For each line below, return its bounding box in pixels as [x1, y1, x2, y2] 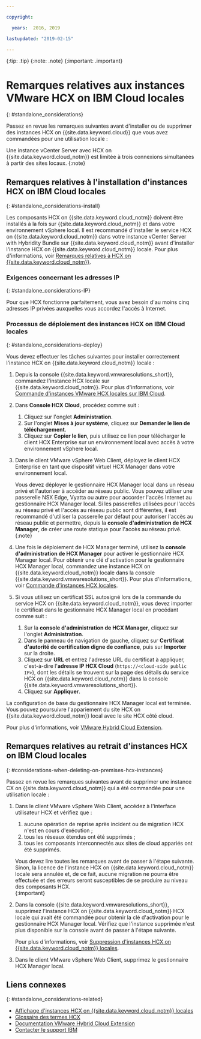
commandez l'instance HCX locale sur [14, 377, 110, 384]
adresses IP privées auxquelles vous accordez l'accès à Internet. [6, 305, 167, 312]
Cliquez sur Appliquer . [23, 688, 81, 695]
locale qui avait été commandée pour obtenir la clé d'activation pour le [14, 914, 190, 921]
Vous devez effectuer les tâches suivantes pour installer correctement [6, 353, 180, 360]
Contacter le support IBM [14, 1026, 78, 1034]
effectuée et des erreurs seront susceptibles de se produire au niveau [14, 877, 188, 884]
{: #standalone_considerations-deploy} [6, 341, 103, 348]
